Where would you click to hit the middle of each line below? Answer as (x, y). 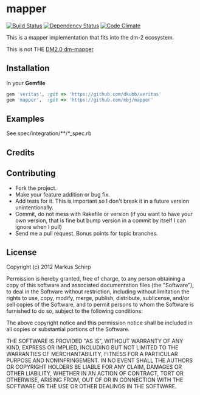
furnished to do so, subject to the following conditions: (74, 311)
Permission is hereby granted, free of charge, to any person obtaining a (96, 279)
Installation (28, 68)
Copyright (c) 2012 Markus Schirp (49, 267)
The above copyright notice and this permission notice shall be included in (99, 323)
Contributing (31, 173)
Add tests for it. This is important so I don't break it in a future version (102, 201)
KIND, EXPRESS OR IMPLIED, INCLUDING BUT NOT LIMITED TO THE (92, 348)
